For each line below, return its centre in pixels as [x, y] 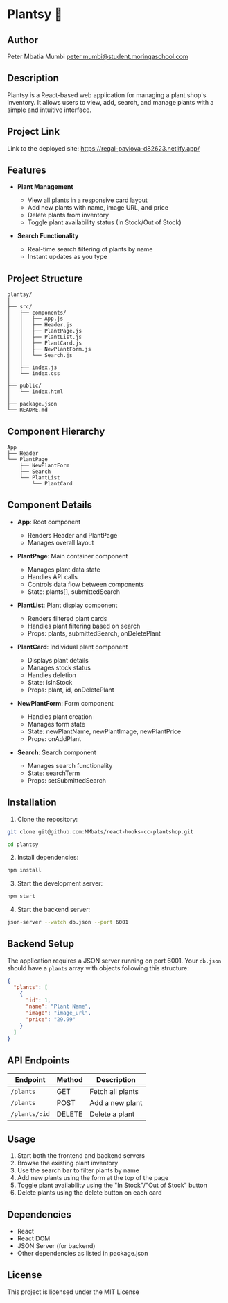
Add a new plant [116, 1103]
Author [23, 40]
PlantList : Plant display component [67, 605]
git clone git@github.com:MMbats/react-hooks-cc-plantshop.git [100, 832]
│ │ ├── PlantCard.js [44, 343]
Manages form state [56, 724]
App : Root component [49, 522]
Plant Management [45, 187]
